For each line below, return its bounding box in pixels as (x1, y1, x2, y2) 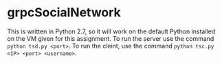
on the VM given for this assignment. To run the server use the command (7, 34, 214, 42)
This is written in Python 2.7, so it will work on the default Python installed (7, 27, 215, 35)
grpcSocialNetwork (7, 5, 122, 20)
